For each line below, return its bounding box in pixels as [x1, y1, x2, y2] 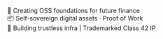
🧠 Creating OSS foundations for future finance [7, 7, 141, 14]
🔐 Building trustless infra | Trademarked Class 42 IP [7, 24, 156, 32]
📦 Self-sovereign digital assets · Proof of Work [7, 14, 143, 22]
